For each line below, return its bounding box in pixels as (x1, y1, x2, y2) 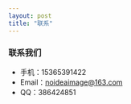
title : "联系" (8, 19, 54, 27)
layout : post (8, 11, 52, 20)
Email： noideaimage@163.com (19, 77, 123, 87)
